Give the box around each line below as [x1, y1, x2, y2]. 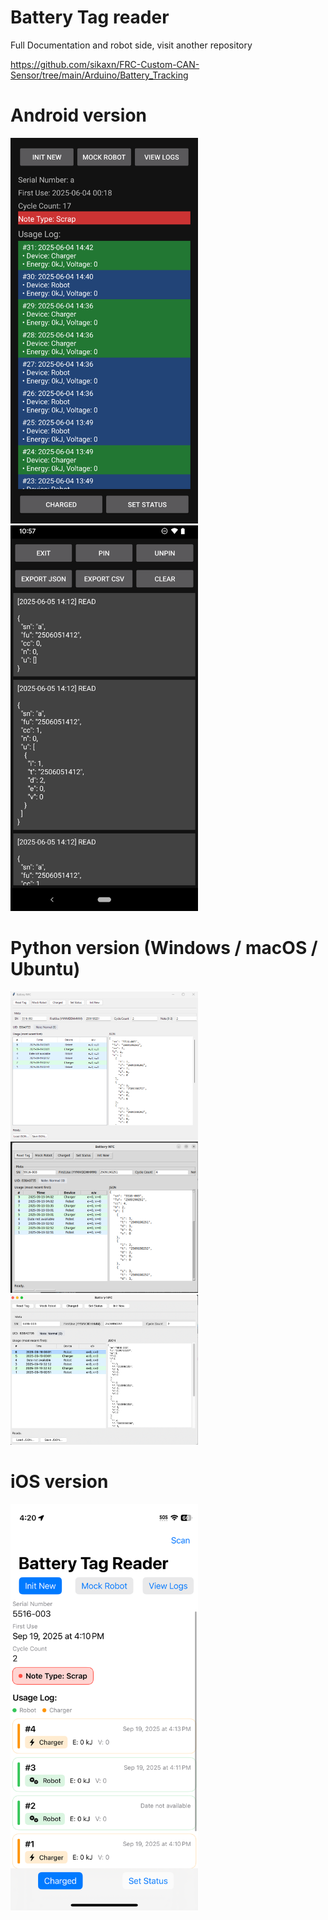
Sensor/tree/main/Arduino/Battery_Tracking [10, 69, 189, 81]
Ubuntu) [10, 957, 81, 980]
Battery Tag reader [10, 6, 170, 29]
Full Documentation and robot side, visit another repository [10, 39, 253, 51]
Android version [10, 104, 147, 127]
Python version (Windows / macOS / [10, 936, 318, 959]
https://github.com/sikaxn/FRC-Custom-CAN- [10, 58, 200, 70]
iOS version [10, 1470, 109, 1493]
